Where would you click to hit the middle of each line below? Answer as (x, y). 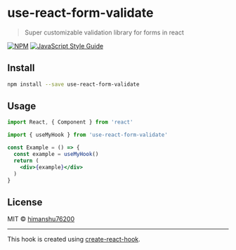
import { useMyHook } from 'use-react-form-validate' (88, 135)
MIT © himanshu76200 (41, 219)
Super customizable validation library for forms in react (104, 32)
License (25, 202)
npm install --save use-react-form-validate (73, 84)
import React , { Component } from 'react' (70, 122)
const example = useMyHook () (56, 154)
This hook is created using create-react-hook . (74, 239)
